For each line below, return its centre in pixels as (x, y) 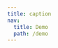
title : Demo (31, 27)
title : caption (29, 14)
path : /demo (31, 34)
